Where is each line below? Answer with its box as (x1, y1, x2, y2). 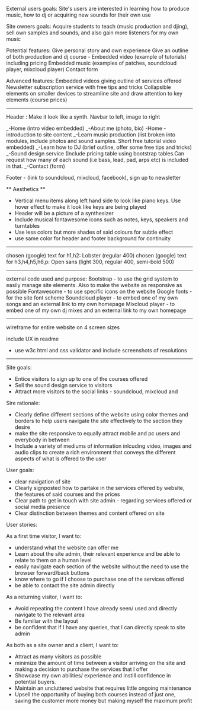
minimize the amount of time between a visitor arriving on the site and (14, 660, 185, 666)
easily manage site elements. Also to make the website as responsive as (6, 282, 182, 288)
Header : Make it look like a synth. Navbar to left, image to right (6, 113, 161, 120)
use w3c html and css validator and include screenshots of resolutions (14, 347, 188, 354)
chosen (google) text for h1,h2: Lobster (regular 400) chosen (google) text (6, 252, 187, 259)
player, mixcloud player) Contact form (6, 66, 98, 73)
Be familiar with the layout (14, 617, 78, 625)
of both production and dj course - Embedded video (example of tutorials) (6, 53, 187, 60)
